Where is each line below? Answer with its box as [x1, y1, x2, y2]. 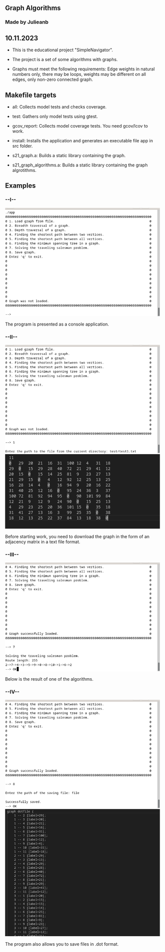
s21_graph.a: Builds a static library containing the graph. [12, 152, 126, 158]
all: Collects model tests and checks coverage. [12, 103, 107, 110]
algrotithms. [12, 167, 37, 173]
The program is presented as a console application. [5, 321, 110, 327]
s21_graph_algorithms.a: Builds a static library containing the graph [12, 162, 148, 168]
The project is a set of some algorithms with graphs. [12, 57, 118, 63]
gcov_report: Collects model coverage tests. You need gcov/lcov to [12, 123, 148, 129]
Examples [5, 182, 36, 190]
